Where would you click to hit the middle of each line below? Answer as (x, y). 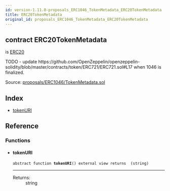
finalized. (15, 73)
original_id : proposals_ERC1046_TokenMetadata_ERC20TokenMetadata (77, 19)
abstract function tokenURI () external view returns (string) (81, 163)
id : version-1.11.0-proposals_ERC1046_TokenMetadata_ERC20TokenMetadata (83, 10)
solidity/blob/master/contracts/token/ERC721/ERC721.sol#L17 (69, 67)
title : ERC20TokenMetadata (34, 15)
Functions (18, 140)
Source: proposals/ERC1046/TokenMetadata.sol (55, 82)
